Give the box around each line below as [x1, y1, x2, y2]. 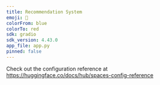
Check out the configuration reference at [6, 65, 108, 72]
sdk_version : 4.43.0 [6, 37, 59, 43]
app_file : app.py [6, 43, 50, 49]
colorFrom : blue [6, 20, 47, 26]
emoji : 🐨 [6, 15, 28, 21]
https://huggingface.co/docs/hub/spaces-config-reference [6, 71, 154, 79]
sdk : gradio [6, 32, 36, 38]
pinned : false [6, 49, 42, 55]
